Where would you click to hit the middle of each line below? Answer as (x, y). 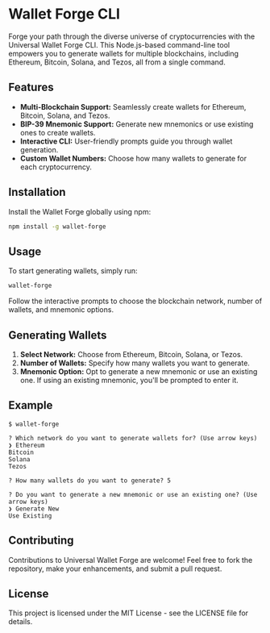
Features (31, 87)
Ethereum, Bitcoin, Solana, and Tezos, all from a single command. (117, 62)
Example (31, 405)
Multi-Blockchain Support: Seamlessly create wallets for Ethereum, (133, 106)
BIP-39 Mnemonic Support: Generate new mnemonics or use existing (137, 124)
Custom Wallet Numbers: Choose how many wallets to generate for (133, 158)
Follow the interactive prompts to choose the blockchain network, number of (135, 301)
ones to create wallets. (58, 132)
